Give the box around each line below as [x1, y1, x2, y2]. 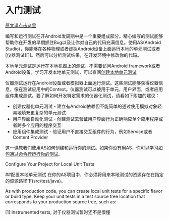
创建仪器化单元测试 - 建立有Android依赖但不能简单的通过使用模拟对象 [12, 103, 158, 109]
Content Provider [12, 134, 48, 140]
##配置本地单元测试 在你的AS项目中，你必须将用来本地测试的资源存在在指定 [5, 171, 164, 178]
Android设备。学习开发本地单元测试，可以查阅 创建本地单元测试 [5, 69, 137, 75]
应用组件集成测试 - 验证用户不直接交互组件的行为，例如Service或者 [12, 128, 153, 135]
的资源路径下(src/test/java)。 [5, 178, 66, 184]
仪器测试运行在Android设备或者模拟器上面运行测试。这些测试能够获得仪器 [5, 79, 159, 86]
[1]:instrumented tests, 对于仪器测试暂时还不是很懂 [5, 209, 110, 215]
